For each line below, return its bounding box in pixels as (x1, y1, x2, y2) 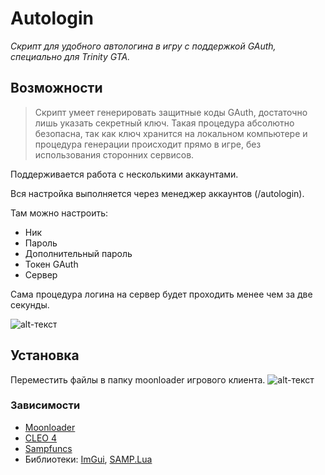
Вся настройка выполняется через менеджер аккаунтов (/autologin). (10, 187, 305, 199)
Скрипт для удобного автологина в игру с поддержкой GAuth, (10, 40, 277, 52)
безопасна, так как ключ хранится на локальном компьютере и (34, 127, 308, 139)
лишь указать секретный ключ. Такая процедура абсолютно (34, 117, 295, 129)
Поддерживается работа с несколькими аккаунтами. (10, 168, 239, 180)
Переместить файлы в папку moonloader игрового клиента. (10, 373, 266, 386)
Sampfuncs (24, 442, 73, 454)
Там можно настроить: (10, 207, 109, 219)
